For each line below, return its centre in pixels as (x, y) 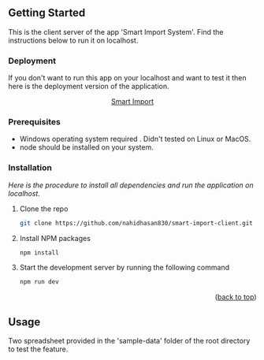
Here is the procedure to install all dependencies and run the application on (131, 185)
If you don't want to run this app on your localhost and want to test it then (127, 78)
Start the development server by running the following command (125, 268)
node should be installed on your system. (86, 147)
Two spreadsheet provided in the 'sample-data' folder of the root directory (129, 341)
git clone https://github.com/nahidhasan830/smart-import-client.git (136, 223)
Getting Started (47, 13)
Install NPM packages (55, 238)
